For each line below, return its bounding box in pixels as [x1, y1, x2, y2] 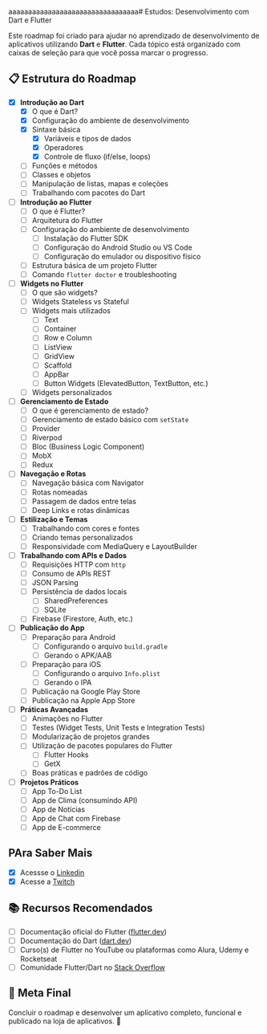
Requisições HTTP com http [31, 560, 127, 569]
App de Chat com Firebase [31, 813, 121, 823]
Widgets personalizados [31, 387, 112, 397]
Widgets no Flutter [19, 279, 84, 288]
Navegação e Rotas [19, 469, 87, 478]
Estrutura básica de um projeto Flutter [31, 260, 158, 270]
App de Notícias [31, 804, 86, 814]
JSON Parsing [31, 578, 79, 588]
